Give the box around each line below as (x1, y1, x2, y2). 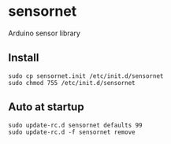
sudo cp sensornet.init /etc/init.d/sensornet (8, 72, 164, 80)
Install (8, 51, 39, 65)
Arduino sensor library (8, 28, 81, 38)
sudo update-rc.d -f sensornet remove (8, 128, 136, 136)
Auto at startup (8, 101, 84, 114)
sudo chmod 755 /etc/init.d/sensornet (8, 79, 136, 87)
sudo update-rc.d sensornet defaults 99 (8, 121, 143, 129)
